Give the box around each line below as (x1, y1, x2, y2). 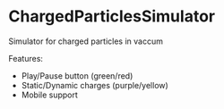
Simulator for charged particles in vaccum (8, 36, 163, 46)
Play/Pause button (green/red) (21, 70, 134, 81)
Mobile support (21, 89, 78, 100)
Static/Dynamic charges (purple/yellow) (21, 80, 169, 90)
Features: (8, 53, 44, 63)
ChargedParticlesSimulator (8, 6, 216, 27)
